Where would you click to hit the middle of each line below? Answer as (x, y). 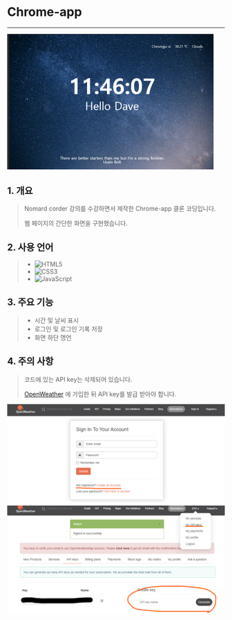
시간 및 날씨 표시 (57, 320)
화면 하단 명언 (53, 337)
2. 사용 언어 (30, 247)
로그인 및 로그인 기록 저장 (69, 329)
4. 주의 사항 (30, 361)
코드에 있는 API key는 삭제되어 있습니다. (78, 379)
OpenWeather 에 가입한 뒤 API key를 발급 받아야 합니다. (100, 394)
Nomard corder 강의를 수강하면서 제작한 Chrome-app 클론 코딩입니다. (120, 209)
